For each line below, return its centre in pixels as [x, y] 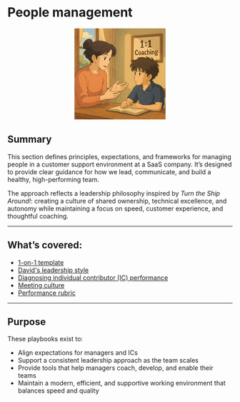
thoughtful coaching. [38, 216]
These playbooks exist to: [45, 339]
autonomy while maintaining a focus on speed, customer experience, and [115, 208]
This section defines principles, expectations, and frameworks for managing [120, 156]
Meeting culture [41, 285]
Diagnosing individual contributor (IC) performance [93, 277]
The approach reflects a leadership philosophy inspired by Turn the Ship [114, 193]
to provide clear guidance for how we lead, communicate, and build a [109, 171]
